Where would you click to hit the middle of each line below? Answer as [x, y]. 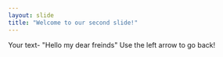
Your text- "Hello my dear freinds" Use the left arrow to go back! [112, 45]
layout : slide [31, 15]
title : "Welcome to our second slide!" [73, 23]
